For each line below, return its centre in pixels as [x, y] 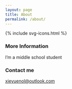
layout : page [19, 10]
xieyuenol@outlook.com [30, 81]
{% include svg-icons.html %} [36, 33]
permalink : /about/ [25, 19]
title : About [19, 14]
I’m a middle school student [34, 57]
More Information [27, 46]
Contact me [20, 70]
